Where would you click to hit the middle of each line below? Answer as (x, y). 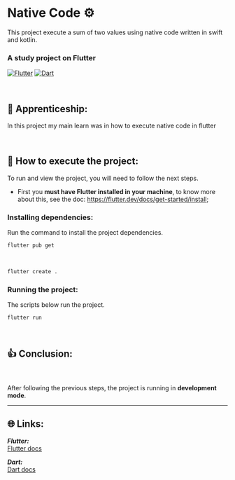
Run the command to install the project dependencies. (85, 233)
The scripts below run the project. (56, 305)
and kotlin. (22, 39)
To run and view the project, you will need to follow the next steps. (103, 178)
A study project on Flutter (52, 57)
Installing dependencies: (50, 217)
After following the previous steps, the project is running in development (112, 388)
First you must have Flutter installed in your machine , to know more (116, 191)
